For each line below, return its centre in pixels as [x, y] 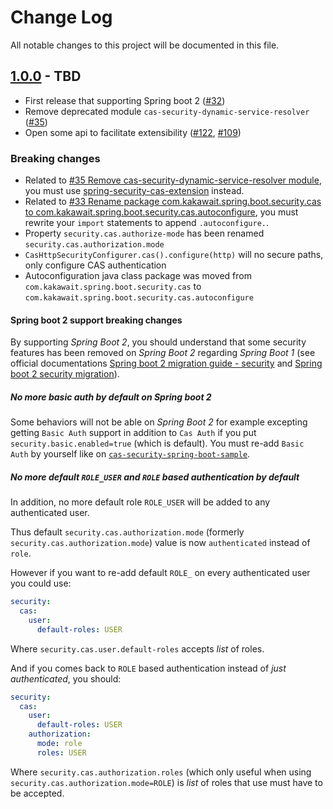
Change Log [61, 17]
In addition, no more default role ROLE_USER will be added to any [140, 502]
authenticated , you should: [66, 678]
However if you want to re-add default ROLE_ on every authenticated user [160, 573]
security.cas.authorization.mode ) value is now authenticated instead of [160, 543]
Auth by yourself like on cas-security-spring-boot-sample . [130, 454]
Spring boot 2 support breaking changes [96, 320]
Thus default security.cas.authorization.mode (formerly [127, 532]
